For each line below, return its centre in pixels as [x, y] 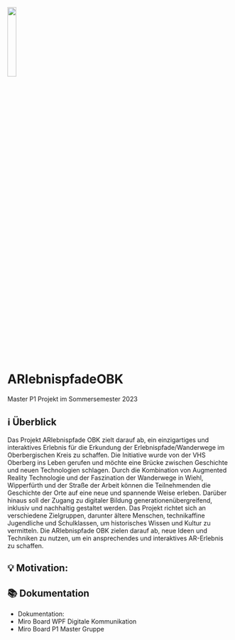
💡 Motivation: [38, 568]
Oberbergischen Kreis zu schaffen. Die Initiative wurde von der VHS [106, 455]
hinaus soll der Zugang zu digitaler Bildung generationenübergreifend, [110, 500]
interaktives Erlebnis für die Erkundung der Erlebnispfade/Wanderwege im [116, 447]
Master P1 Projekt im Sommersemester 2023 [73, 399]
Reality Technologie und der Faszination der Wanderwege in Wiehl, [105, 478]
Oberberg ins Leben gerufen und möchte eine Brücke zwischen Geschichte [118, 462]
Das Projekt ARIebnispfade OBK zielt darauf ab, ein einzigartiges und [108, 440]
